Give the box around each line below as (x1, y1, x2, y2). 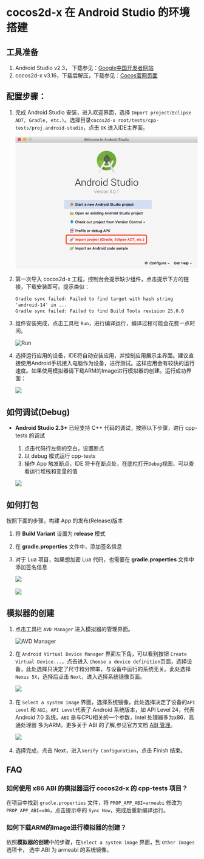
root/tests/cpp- (118, 117, 159, 124)
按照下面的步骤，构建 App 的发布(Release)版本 (6, 517, 123, 524)
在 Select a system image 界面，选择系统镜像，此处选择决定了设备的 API (15, 698, 195, 706)
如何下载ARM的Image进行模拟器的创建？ (6, 823, 127, 832)
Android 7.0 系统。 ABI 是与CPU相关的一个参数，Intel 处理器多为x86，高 (15, 713, 194, 721)
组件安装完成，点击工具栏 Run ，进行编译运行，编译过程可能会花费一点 (15, 320, 190, 327)
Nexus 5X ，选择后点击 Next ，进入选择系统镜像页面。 (15, 673, 146, 680)
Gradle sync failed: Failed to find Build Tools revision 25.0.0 (15, 308, 184, 314)
